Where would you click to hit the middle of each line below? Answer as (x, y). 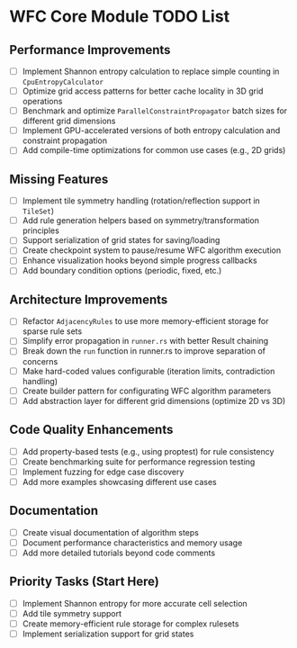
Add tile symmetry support (72, 613)
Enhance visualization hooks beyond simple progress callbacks (140, 261)
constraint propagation (65, 140)
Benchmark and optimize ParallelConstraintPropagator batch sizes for (155, 111)
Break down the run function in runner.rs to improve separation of (144, 351)
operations (42, 102)
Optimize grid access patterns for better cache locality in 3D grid (143, 91)
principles (41, 230)
